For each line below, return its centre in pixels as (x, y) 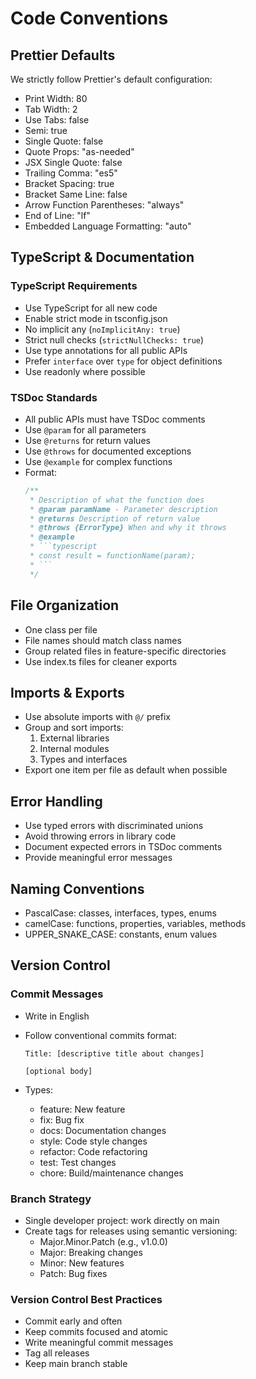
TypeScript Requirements (74, 286)
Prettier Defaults (63, 55)
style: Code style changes (93, 1141)
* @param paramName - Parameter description (123, 509)
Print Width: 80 (56, 98)
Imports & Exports (67, 692)
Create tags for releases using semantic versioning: (131, 1231)
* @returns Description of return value (115, 518)
